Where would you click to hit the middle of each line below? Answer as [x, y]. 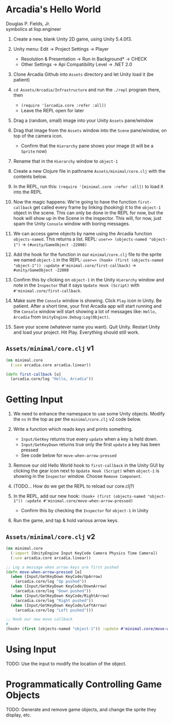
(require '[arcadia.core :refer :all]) [64, 105]
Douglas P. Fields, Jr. [28, 24]
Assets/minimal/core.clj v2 [51, 537]
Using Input [31, 649]
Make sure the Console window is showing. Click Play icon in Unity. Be [88, 300]
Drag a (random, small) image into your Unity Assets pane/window [83, 120]
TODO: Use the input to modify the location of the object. [66, 664]
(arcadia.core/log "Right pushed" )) [54, 600]
